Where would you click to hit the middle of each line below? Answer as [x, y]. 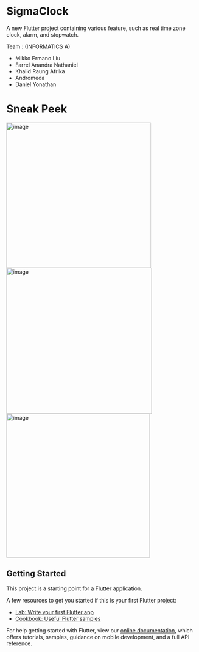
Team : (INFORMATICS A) [38, 46]
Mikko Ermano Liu [38, 58]
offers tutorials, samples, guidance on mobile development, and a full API [98, 637]
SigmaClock [37, 11]
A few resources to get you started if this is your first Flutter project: [91, 600]
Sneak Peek [37, 109]
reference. [19, 643]
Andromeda [30, 78]
